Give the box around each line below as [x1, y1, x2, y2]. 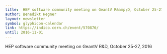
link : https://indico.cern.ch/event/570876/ [5, 26, 99, 30]
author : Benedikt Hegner [5, 12, 57, 17]
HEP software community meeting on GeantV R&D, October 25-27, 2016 [5, 44, 153, 49]
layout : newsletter [5, 16, 46, 21]
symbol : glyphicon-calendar [5, 21, 64, 26]
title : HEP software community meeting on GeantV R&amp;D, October [5, 7, 150, 12]
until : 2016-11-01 [5, 30, 43, 35]
